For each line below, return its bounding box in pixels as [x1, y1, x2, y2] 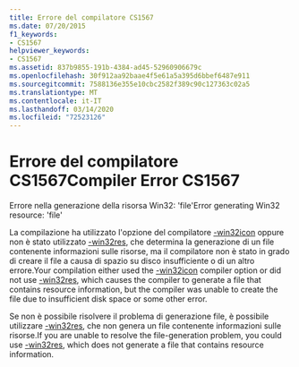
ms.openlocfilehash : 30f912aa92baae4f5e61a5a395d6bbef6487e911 [9, 72, 251, 81]
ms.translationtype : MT [9, 88, 98, 97]
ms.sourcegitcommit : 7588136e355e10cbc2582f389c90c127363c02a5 [9, 80, 251, 89]
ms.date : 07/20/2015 [9, 21, 87, 30]
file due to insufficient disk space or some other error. [9, 294, 208, 304]
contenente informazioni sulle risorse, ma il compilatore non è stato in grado [9, 246, 290, 257]
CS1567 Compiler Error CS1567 [9, 171, 240, 191]
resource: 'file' [9, 209, 63, 220]
